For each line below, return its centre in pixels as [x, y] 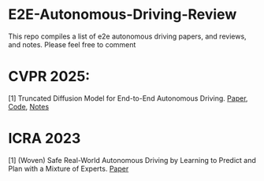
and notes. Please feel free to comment [72, 44]
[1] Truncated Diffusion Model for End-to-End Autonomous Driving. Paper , [128, 98]
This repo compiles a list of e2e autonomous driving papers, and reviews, [127, 36]
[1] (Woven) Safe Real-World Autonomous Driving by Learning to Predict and [132, 160]
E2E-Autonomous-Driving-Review [123, 15]
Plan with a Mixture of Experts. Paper [69, 168]
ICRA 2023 [45, 139]
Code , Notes [29, 106]
